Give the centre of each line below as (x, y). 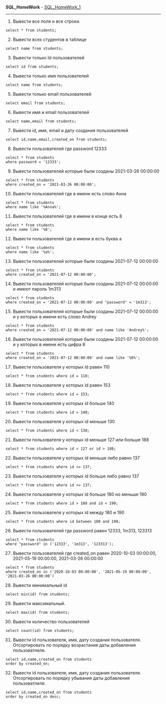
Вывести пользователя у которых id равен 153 (62, 385)
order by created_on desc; (33, 697)
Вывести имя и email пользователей (51, 112)
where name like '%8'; (29, 229)
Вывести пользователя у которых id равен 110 (61, 367)
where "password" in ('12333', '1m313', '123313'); (60, 544)
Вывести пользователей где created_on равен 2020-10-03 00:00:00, (84, 553)
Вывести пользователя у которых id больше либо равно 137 (76, 476)
